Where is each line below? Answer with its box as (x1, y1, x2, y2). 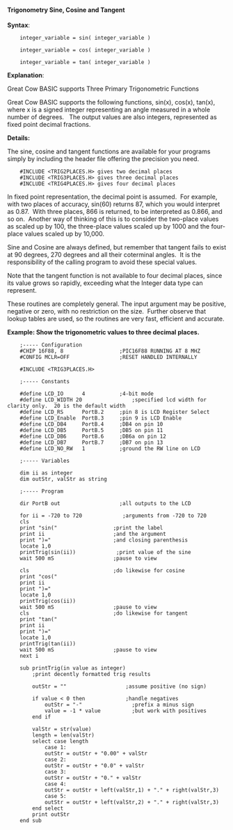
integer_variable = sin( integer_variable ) (19, 35, 151, 42)
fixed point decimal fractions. (7, 121, 91, 129)
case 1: (44, 744, 67, 751)
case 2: (44, 756, 67, 763)
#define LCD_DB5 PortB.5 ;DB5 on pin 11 (19, 427, 163, 434)
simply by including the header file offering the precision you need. (7, 155, 200, 163)
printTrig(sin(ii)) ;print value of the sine (19, 549, 191, 556)
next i (19, 652, 39, 660)
